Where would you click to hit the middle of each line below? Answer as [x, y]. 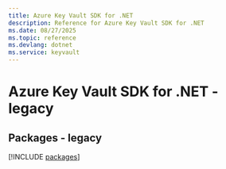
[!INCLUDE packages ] [44, 157]
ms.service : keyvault [44, 52]
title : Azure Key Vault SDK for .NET [71, 15]
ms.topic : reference [43, 38]
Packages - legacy [55, 138]
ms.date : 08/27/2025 [43, 30]
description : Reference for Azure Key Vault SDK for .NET [106, 23]
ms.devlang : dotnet [41, 45]
